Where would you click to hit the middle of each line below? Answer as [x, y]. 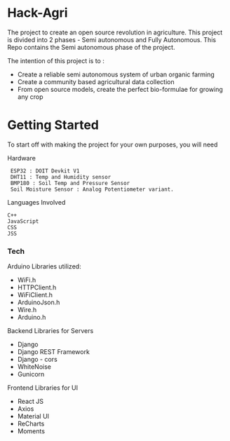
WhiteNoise [34, 367]
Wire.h [27, 310]
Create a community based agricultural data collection [96, 81]
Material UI [33, 416]
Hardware [22, 158]
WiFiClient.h [35, 295]
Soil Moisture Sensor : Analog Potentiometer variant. [92, 189]
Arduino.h [32, 318]
